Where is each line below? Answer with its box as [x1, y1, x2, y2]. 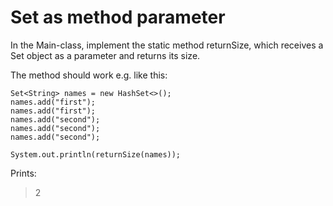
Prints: [10, 167, 37, 179]
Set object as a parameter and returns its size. [10, 49, 201, 61]
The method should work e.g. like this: [10, 69, 168, 81]
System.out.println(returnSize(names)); [10, 149, 182, 160]
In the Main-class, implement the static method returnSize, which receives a [10, 39, 324, 51]
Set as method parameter [10, 6, 226, 29]
